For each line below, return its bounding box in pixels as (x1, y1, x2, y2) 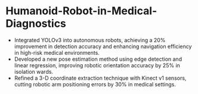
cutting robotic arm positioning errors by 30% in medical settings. (14, 80, 177, 87)
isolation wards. (14, 68, 54, 75)
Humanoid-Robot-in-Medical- (5, 4, 157, 18)
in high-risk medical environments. (14, 49, 100, 56)
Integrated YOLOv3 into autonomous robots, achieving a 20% (14, 36, 166, 43)
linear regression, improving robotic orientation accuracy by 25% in (14, 61, 180, 69)
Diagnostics (5, 17, 67, 30)
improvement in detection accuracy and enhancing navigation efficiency (14, 43, 192, 50)
